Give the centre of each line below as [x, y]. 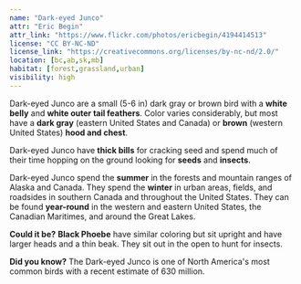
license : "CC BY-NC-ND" [55, 43]
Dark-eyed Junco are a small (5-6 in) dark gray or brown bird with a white [148, 103]
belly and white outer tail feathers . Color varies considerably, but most [144, 113]
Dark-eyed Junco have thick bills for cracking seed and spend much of [144, 150]
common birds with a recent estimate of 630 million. [107, 271]
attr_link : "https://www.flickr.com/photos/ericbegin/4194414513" [138, 35]
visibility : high [42, 78]
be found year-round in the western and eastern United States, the [135, 206]
